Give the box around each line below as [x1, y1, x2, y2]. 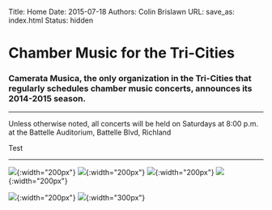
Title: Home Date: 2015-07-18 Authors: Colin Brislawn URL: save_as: [8, 7, 235, 16]
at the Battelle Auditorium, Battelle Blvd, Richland [8, 127, 172, 137]
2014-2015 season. [8, 93, 87, 105]
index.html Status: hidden [8, 15, 94, 25]
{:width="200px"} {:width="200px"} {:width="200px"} [16, 168, 215, 178]
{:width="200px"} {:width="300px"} [16, 193, 146, 203]
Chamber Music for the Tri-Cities [8, 44, 235, 62]
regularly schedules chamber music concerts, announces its [8, 83, 253, 94]
